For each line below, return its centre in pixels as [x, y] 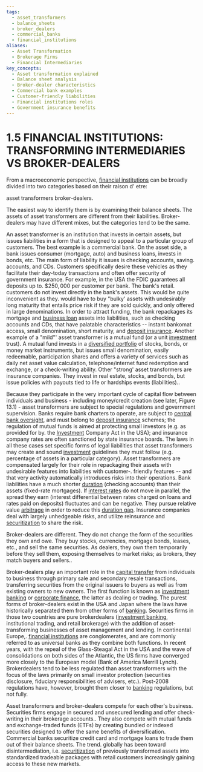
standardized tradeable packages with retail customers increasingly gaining [101, 757]
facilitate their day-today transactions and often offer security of [86, 273]
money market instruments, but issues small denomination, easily [88, 350]
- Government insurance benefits [54, 107]
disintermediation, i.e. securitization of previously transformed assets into [98, 751]
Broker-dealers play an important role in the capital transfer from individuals [101, 572]
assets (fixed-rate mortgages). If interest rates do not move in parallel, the [98, 490]
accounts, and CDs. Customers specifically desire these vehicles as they [97, 266]
